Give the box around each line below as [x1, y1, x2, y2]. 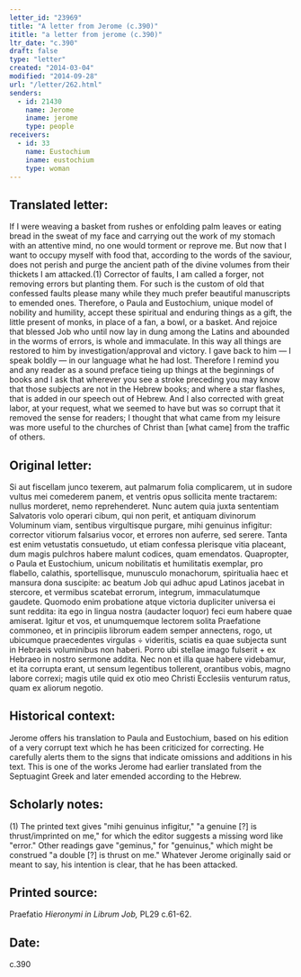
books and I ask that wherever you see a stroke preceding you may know [9, 375, 280, 385]
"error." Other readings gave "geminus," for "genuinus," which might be [9, 839, 274, 851]
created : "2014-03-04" [9, 64, 94, 73]
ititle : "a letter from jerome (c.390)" [9, 30, 164, 39]
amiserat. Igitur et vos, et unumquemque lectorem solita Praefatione [9, 616, 261, 626]
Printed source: [9, 885, 98, 900]
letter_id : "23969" [9, 13, 83, 23]
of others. [9, 431, 46, 442]
